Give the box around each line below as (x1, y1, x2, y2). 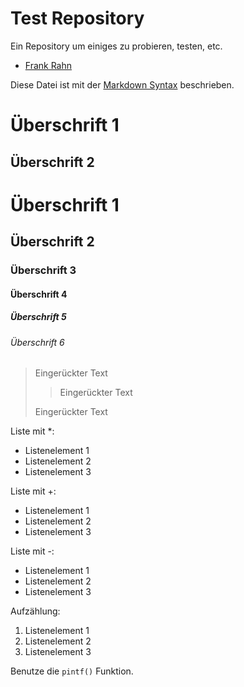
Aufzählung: (10, 605, 61, 617)
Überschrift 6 (10, 336, 65, 348)
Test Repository (10, 7, 145, 30)
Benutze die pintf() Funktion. (10, 665, 134, 677)
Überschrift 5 (10, 311, 67, 323)
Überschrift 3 (10, 263, 77, 277)
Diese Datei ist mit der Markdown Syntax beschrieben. (10, 78, 235, 91)
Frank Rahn (24, 59, 73, 71)
